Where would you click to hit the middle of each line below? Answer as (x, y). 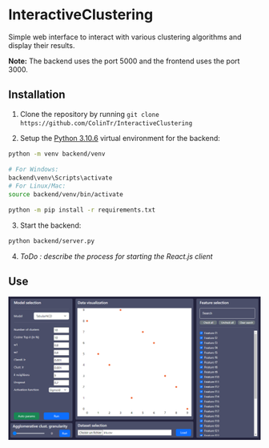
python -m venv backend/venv (57, 154)
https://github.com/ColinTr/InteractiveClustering (106, 123)
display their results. (42, 45)
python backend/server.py (51, 241)
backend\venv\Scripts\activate (60, 178)
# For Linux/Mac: (37, 186)
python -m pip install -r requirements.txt (82, 210)
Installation (37, 95)
